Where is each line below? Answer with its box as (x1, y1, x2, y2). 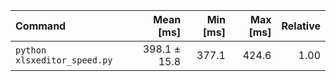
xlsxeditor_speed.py (15, 55, 113, 66)
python (15, 45, 47, 56)
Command (15, 19, 67, 33)
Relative (281, 19, 321, 33)
